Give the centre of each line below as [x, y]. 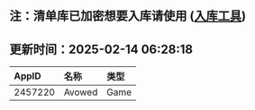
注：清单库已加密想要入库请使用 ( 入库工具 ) [127, 16]
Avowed [81, 92]
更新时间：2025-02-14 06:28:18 [101, 49]
